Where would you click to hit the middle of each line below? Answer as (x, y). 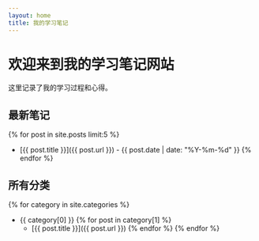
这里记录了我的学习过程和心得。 (60, 88)
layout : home (30, 15)
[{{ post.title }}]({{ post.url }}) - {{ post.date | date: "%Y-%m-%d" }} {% (135, 150)
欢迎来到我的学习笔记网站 (92, 64)
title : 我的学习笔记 (38, 23)
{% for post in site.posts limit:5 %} (64, 134)
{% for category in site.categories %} (69, 205)
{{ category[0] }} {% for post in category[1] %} (96, 220)
